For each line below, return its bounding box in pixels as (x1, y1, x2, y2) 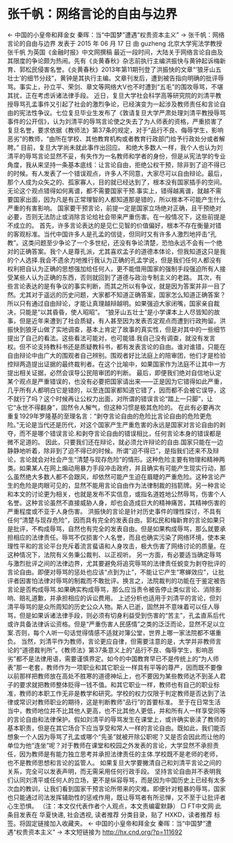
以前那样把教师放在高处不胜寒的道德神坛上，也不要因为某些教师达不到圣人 (7, 672, 220, 680)
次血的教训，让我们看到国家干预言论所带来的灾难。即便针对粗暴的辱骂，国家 (7, 784, 226, 792)
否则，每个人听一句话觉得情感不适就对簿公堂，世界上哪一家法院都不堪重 (15, 628, 222, 636)
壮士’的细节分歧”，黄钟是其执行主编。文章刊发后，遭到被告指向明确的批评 (7, 73, 218, 82)
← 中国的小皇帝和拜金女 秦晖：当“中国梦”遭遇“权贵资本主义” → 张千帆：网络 (7, 31, 225, 39)
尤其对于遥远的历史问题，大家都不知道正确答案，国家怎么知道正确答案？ (19, 290, 226, 299)
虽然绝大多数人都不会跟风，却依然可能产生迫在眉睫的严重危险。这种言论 (12, 472, 220, 480)
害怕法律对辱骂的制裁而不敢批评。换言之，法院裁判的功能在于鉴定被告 (25, 576, 226, 584)
